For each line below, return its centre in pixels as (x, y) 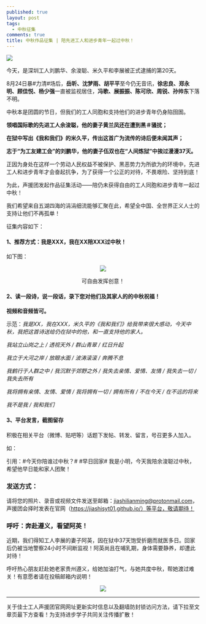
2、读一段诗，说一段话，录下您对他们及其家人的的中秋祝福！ (83, 296)
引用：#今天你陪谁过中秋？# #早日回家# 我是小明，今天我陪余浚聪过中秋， (101, 461)
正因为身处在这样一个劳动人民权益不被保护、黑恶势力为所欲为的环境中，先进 (103, 164)
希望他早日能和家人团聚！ (39, 468)
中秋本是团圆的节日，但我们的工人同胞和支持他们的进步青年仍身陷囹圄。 (97, 112)
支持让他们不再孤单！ (33, 213)
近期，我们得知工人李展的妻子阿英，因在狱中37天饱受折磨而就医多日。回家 (101, 540)
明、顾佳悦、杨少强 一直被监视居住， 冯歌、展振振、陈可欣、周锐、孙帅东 (97, 91)
